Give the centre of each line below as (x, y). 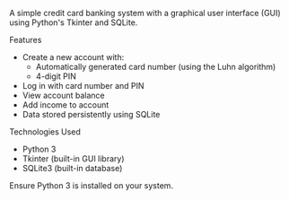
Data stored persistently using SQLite (91, 114)
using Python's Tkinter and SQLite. (74, 22)
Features (26, 40)
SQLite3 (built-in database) (72, 168)
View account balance (63, 95)
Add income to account (66, 105)
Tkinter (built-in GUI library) (73, 159)
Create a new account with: (73, 57)
